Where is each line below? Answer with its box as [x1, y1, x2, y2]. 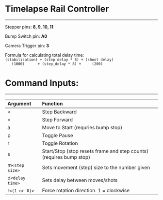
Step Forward [42, 116, 73, 123]
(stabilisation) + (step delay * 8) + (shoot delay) [5, 57, 114, 62]
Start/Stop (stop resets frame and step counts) [42, 148, 149, 154]
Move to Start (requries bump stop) [42, 124, 123, 131]
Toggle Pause [42, 132, 74, 138]
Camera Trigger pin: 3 [5, 43, 49, 48]
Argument [7, 100, 32, 107]
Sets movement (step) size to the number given [42, 164, 150, 170]
